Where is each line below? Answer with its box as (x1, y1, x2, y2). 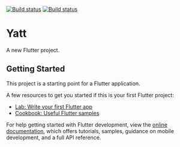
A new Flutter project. (6, 46, 60, 53)
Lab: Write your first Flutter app (14, 103, 93, 110)
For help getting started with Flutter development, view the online (6, 121, 168, 128)
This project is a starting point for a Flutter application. (6, 80, 140, 87)
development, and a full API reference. (6, 134, 101, 141)
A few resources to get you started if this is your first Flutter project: (6, 91, 174, 98)
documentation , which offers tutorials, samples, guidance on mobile (6, 127, 174, 134)
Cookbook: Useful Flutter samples (14, 109, 100, 116)
